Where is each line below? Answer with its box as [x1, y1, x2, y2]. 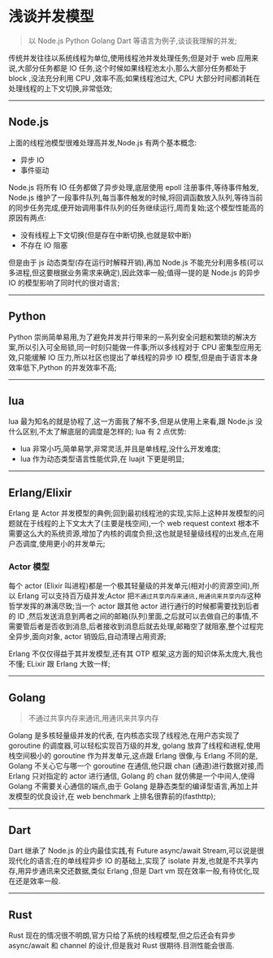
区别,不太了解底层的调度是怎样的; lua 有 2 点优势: [22, 427, 187, 437]
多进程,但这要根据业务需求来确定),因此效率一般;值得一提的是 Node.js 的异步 [8, 267, 261, 277]
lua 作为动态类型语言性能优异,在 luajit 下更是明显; [19, 454, 185, 464]
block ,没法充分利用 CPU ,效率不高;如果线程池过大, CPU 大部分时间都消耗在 [8, 73, 261, 83]
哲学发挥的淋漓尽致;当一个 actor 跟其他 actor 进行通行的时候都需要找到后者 [8, 602, 260, 611]
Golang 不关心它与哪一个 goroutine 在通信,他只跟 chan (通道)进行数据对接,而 [8, 761, 264, 771]
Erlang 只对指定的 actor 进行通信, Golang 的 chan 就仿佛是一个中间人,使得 [8, 771, 255, 781]
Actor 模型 [8, 561, 50, 572]
